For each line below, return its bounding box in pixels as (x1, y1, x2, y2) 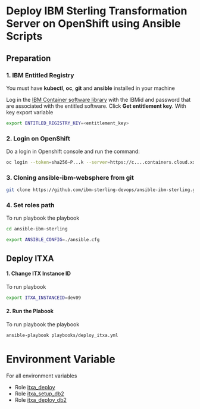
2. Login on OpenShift (6, 134, 70, 142)
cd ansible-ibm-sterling (6, 226, 68, 232)
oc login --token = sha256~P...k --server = (6, 160, 111, 166)
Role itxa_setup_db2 (14, 390, 64, 397)
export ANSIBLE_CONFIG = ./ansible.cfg (6, 237, 100, 243)
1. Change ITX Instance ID (6, 270, 71, 277)
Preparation (6, 53, 51, 63)
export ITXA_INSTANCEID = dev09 (6, 295, 82, 301)
